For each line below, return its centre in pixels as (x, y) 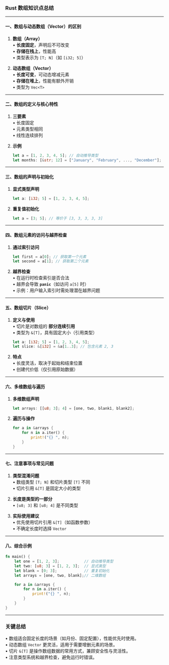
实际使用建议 (26, 516)
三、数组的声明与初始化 (29, 177)
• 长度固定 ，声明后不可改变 (41, 45)
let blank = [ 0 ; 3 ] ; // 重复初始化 (62, 571)
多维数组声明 (26, 399)
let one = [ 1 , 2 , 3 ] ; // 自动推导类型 (64, 562)
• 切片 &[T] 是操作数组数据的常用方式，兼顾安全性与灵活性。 (68, 651)
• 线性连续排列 (28, 135)
